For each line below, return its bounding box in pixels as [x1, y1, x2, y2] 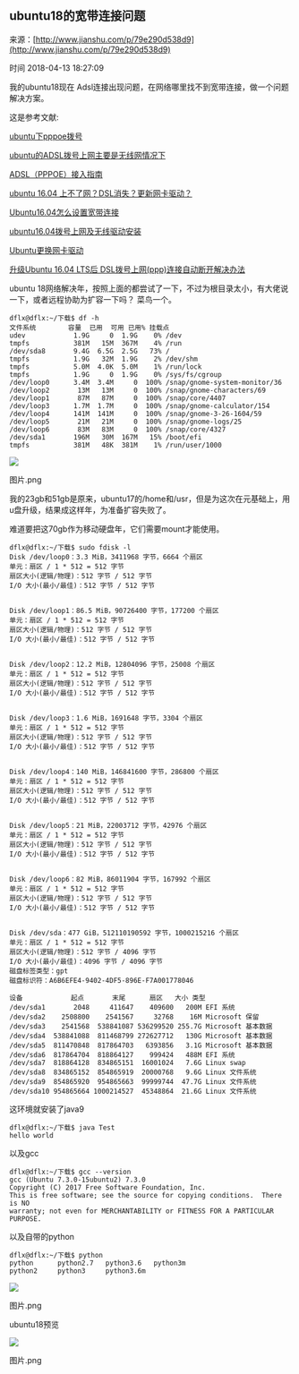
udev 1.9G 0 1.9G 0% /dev [9, 330, 182, 340]
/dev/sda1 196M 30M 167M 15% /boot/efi [9, 432, 202, 441]
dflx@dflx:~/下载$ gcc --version [9, 1167, 132, 1176]
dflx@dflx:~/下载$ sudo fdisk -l [9, 542, 132, 552]
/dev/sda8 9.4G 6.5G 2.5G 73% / [9, 346, 170, 355]
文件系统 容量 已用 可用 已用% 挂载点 [9, 323, 170, 332]
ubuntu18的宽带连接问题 [9, 8, 146, 24]
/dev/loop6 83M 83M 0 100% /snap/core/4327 [9, 424, 226, 434]
